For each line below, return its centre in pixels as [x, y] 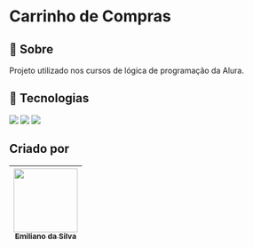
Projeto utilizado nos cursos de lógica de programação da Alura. [126, 70]
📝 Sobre [32, 49]
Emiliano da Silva [46, 236]
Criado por [39, 149]
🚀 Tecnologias [49, 98]
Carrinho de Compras [90, 16]
